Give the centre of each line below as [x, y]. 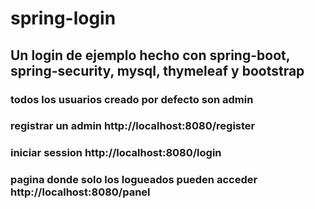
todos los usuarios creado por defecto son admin [132, 99]
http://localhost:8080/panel [80, 192]
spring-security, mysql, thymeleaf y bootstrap [157, 70]
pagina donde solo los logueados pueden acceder [134, 180]
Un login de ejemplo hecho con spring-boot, [150, 55]
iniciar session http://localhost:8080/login [116, 153]
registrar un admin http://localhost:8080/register [133, 126]
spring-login [63, 18]
